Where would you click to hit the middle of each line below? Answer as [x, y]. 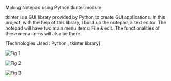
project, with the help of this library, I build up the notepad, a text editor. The [86, 23]
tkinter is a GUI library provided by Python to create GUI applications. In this [85, 17]
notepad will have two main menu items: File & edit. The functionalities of [83, 28]
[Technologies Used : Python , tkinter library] [53, 43]
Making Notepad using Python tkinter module [53, 7]
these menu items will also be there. [43, 33]
